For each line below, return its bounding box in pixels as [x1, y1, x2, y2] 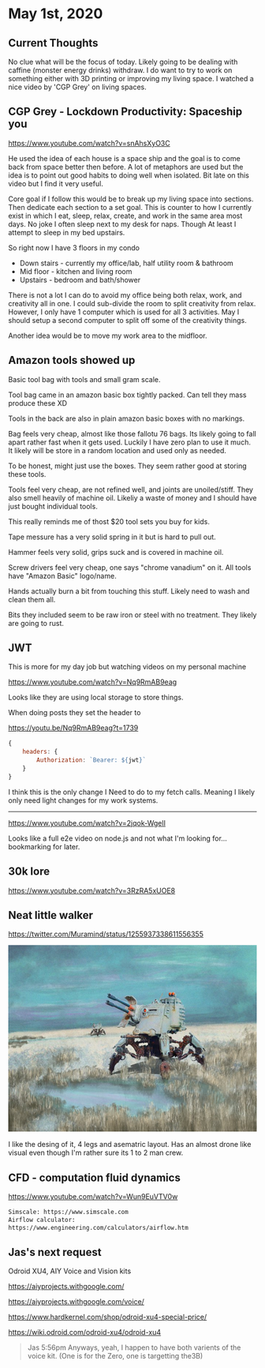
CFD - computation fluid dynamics [8, 1171, 181, 1184]
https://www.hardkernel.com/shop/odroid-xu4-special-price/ [8, 1312, 207, 1322]
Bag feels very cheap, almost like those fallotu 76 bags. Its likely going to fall [8, 429, 256, 438]
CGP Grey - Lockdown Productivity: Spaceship [8, 105, 243, 118]
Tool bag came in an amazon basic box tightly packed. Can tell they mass [8, 390, 247, 399]
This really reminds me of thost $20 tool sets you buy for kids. [8, 516, 211, 526]
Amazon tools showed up [8, 354, 136, 367]
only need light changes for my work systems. [8, 795, 159, 805]
